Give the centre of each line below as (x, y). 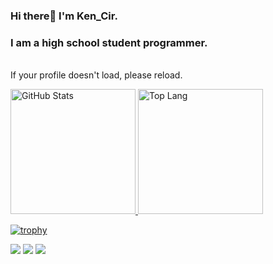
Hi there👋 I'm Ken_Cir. (64, 16)
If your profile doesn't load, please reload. (96, 75)
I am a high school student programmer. (109, 42)
